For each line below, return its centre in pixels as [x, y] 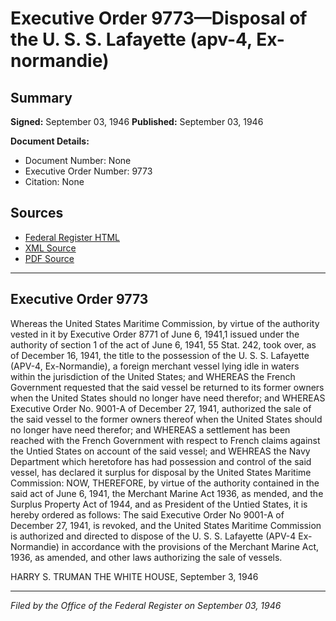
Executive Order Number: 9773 [88, 171]
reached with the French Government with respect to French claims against [165, 440]
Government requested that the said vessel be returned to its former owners [167, 387]
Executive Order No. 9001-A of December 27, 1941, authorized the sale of [161, 408]
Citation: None [54, 181]
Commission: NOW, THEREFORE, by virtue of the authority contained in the [165, 483]
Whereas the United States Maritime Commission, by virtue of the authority [165, 323]
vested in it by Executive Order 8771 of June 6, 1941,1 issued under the [155, 334]
